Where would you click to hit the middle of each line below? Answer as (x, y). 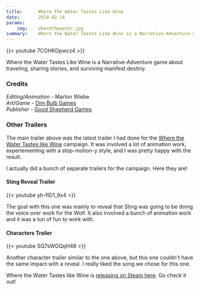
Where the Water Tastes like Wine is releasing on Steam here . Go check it (96, 275)
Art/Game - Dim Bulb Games (41, 103)
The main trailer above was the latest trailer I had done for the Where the (95, 138)
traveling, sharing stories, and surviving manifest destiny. (76, 68)
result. (14, 157)
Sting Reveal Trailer (31, 182)
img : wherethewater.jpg (50, 28)
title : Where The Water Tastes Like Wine (65, 12)
